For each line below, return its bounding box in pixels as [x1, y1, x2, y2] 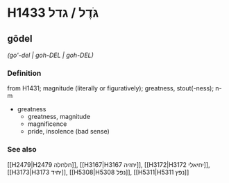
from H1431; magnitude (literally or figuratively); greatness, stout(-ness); [7, 84, 214, 93]
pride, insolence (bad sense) [27, 127, 110, 136]
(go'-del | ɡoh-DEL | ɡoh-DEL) [7, 51, 94, 59]
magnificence [27, 120, 67, 128]
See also [7, 145, 37, 154]
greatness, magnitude [27, 113, 91, 121]
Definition [7, 68, 42, 78]
